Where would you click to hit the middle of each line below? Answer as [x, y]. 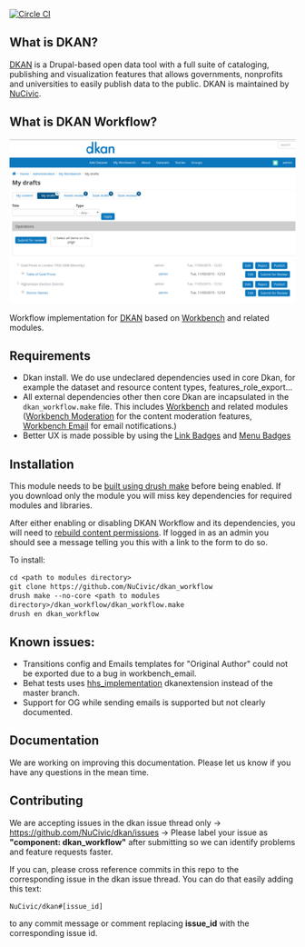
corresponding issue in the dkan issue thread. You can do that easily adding [151, 879]
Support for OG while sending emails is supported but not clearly [144, 702]
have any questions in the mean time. [79, 772]
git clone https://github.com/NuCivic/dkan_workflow [111, 587]
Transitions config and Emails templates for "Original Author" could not [155, 663]
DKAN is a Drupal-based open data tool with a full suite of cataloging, [139, 65]
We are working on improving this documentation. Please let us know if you [150, 763]
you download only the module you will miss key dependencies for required [151, 496]
